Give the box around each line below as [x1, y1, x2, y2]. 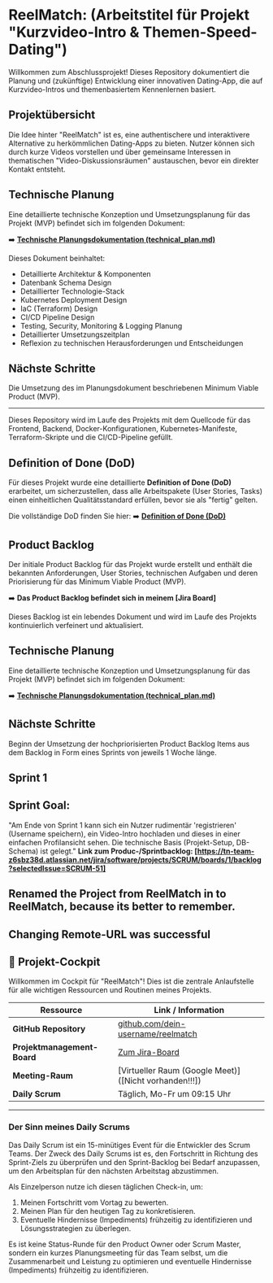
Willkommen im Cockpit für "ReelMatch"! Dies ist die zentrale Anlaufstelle [8, 976, 254, 986]
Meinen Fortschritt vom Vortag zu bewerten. [19, 1198, 169, 1207]
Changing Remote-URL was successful [8, 927, 211, 941]
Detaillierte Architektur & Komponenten [19, 268, 152, 278]
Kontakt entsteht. [8, 164, 66, 174]
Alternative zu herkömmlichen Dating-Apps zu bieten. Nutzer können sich [8, 138, 255, 148]
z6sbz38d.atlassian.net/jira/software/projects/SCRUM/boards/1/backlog [8, 854, 262, 864]
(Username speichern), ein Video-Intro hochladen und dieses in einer [8, 828, 241, 839]
